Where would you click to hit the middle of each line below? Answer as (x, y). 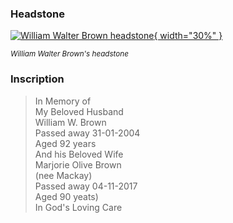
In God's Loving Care (78, 207)
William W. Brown (70, 122)
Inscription (37, 79)
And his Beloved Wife (79, 154)
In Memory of (63, 101)
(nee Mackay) (63, 175)
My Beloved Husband (79, 111)
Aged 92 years (65, 143)
